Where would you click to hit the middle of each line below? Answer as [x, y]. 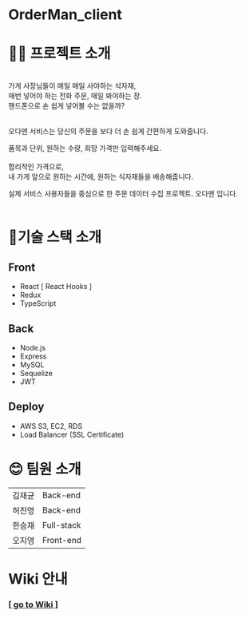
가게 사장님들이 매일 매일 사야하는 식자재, [72, 86]
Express [33, 356]
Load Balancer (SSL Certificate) [72, 434]
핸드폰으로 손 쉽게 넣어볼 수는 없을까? [67, 106]
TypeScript [38, 303]
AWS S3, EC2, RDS [51, 426]
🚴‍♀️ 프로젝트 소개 [60, 54]
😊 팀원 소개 [45, 469]
